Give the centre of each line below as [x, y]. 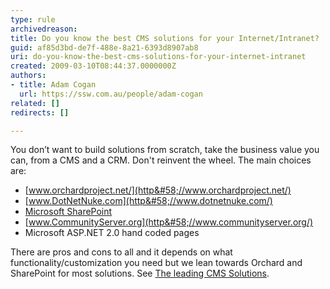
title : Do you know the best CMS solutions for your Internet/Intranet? [165, 38]
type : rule [33, 19]
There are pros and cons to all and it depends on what [121, 252]
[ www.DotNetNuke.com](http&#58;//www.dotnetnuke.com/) [148, 201]
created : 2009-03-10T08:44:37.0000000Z [93, 66]
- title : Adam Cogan [53, 85]
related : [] [35, 103]
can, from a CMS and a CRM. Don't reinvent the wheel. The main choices [161, 160]
